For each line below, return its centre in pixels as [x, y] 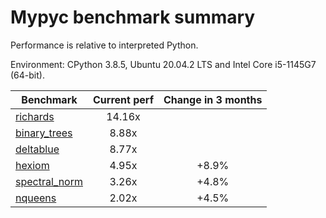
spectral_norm [49, 181]
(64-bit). [27, 75]
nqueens [36, 198]
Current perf [124, 99]
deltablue [37, 149]
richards [35, 116]
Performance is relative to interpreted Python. [104, 45]
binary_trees [44, 133]
